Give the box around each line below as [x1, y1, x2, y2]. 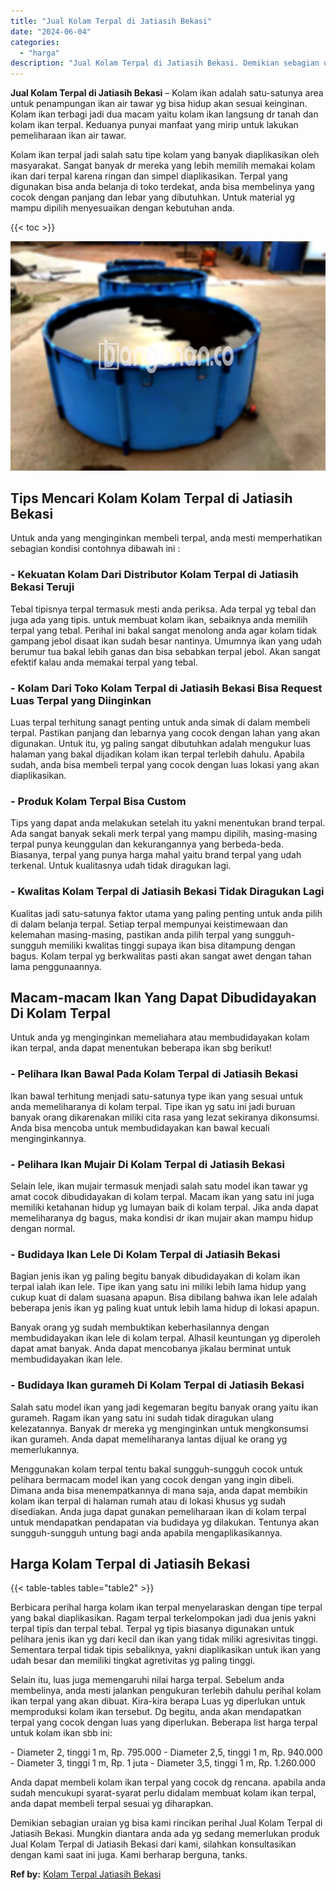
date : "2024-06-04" [10, 26, 92, 37]
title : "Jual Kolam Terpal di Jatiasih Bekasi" [10, 16, 213, 26]
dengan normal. [10, 1223, 76, 1235]
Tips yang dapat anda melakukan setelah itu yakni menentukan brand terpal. [10, 817, 326, 829]
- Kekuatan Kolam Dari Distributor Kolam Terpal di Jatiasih [10, 568, 299, 582]
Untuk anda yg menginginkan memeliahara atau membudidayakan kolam [10, 1031, 310, 1044]
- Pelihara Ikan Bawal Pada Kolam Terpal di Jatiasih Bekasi [10, 1067, 299, 1081]
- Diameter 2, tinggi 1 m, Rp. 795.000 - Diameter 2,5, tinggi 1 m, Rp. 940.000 [10, 1746, 323, 1759]
